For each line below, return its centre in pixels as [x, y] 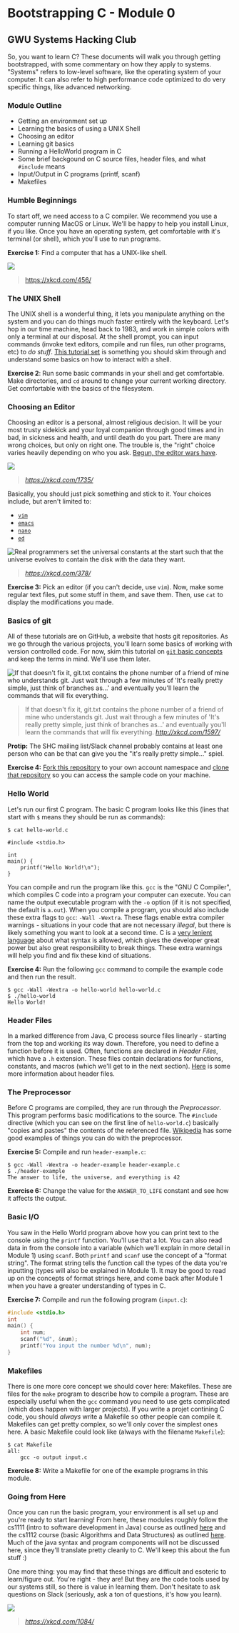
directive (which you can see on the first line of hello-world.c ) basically [113, 1123]
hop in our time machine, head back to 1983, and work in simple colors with [118, 329]
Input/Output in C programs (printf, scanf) [79, 174]
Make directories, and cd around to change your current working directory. [117, 381]
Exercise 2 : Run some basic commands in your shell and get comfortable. [116, 373]
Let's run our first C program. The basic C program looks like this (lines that [118, 809]
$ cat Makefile [30, 1445]
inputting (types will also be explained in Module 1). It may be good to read [117, 1270]
